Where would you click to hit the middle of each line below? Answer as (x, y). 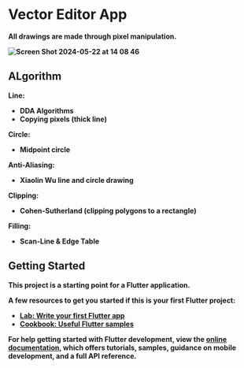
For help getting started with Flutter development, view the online (118, 339)
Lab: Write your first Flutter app (72, 315)
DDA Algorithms (46, 110)
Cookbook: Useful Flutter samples (76, 324)
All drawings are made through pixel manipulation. (92, 36)
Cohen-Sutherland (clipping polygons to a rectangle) (108, 210)
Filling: (20, 225)
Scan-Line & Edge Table (59, 241)
